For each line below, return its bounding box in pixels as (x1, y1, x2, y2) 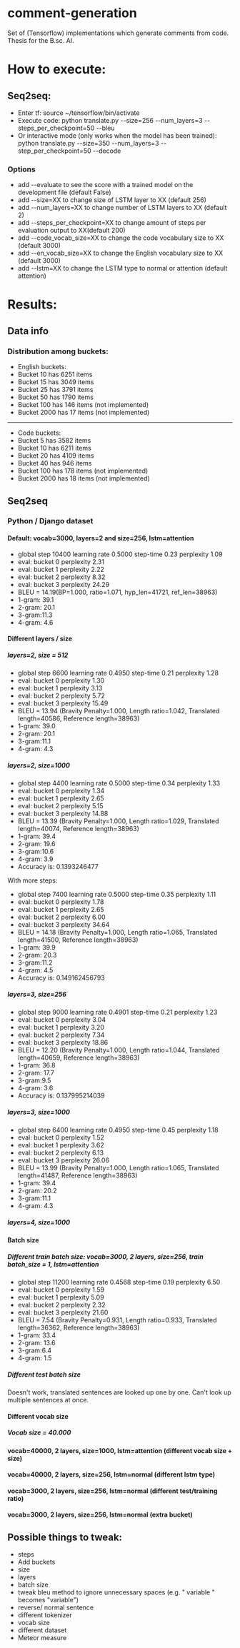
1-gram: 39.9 (17, 943, 56, 952)
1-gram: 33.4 (17, 1331, 56, 1340)
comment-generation (7, 5, 137, 21)
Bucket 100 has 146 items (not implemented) (17, 401, 149, 409)
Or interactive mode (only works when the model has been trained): (17, 131, 217, 140)
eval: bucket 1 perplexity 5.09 (17, 1293, 105, 1302)
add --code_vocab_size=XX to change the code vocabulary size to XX (17, 233, 224, 242)
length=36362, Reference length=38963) (17, 1323, 140, 1332)
